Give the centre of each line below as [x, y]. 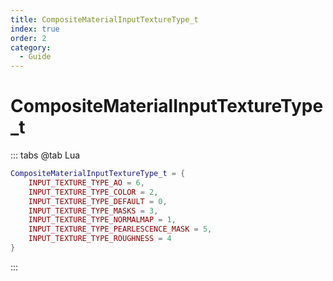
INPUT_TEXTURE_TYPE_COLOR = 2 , [93, 192]
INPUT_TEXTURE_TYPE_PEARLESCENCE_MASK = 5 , [120, 229]
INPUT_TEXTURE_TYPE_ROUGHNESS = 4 [100, 239]
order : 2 [28, 38]
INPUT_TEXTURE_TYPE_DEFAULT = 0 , [98, 201]
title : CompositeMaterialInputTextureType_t [104, 19]
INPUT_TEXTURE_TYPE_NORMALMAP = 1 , [102, 220]
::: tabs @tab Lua [45, 155]
